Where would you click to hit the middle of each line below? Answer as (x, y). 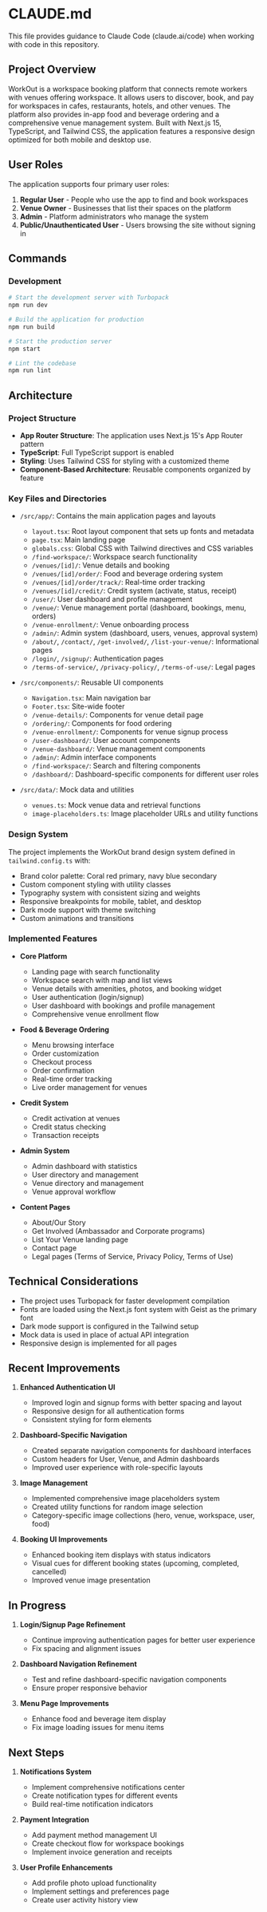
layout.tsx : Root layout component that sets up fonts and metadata (143, 531)
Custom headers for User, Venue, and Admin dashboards (126, 1459)
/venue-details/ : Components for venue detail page (118, 715)
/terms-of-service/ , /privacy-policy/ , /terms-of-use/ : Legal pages (143, 667)
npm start (25, 349)
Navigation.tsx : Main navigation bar (91, 698)
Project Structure (42, 418)
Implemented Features (53, 938)
